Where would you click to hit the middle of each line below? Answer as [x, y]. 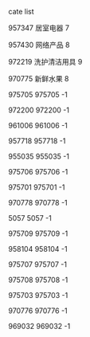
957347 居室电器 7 [39, 28]
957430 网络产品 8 [39, 45]
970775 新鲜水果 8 [39, 78]
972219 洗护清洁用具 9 [45, 62]
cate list [21, 12]
